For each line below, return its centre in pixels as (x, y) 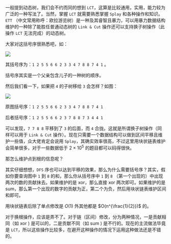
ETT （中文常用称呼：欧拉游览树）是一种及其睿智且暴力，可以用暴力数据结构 (86, 20)
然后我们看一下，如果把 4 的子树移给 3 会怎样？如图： (62, 86)
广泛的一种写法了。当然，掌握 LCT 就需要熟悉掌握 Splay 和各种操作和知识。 (84, 14)
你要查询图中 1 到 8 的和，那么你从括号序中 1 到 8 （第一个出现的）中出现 (86, 176)
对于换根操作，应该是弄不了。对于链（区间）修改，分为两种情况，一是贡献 (83, 217)
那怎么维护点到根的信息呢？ (34, 159)
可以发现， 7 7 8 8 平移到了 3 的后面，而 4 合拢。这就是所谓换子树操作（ (81, 128)
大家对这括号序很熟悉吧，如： (36, 44)
